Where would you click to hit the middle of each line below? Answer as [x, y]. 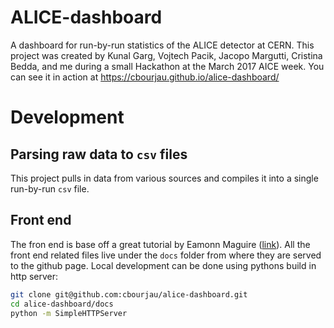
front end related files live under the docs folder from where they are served [166, 255]
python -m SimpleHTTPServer [69, 313]
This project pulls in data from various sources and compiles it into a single [164, 178]
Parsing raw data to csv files [99, 154]
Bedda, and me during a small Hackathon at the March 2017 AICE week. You [167, 66]
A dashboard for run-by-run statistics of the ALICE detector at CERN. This [162, 45]
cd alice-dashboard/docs [62, 304]
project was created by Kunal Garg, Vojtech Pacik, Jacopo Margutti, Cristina [166, 55]
